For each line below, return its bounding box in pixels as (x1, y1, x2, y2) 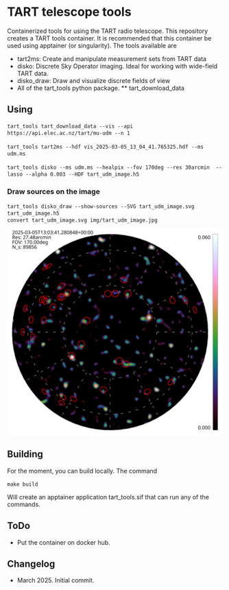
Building (7, 449, 43, 460)
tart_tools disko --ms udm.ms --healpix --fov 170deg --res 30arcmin (7, 164, 210, 171)
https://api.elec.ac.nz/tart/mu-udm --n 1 (7, 130, 130, 137)
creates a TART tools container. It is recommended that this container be (7, 34, 212, 42)
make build (7, 481, 38, 488)
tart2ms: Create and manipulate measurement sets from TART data (16, 54, 207, 62)
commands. (7, 500, 41, 508)
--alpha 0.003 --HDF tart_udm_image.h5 (25, 171, 139, 178)
